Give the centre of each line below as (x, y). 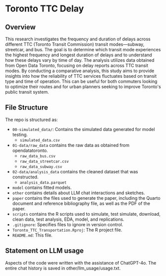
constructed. (25, 177)
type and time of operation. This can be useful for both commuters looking (81, 81)
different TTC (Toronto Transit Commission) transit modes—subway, (75, 44)
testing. (20, 135)
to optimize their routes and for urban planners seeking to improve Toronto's (83, 87)
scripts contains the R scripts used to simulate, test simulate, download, (86, 214)
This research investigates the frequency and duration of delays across (78, 39)
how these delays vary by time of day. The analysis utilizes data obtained (80, 60)
